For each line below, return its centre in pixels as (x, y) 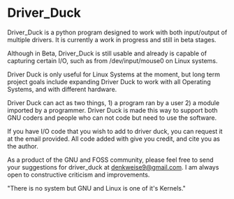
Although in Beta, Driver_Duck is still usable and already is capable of (107, 53)
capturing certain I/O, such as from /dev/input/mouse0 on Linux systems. (112, 60)
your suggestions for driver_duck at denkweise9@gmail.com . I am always (113, 167)
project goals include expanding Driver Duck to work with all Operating (109, 81)
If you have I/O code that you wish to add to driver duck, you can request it (115, 131)
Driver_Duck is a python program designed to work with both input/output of (117, 32)
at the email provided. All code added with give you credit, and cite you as (114, 139)
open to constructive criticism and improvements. (79, 174)
